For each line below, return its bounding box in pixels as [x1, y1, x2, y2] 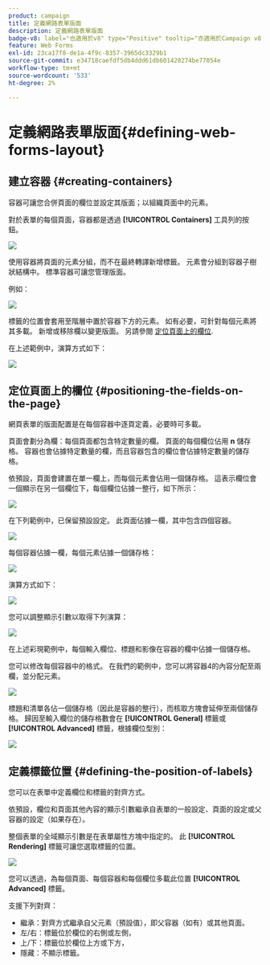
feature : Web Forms [8, 42, 74, 50]
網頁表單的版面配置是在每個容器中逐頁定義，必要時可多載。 [8, 419, 206, 429]
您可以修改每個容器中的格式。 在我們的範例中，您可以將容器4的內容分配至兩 [8, 661, 261, 671]
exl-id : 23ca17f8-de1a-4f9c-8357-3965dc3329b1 [8, 49, 167, 57]
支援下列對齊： [8, 901, 58, 910]
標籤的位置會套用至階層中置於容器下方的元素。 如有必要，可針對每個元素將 [8, 316, 257, 325]
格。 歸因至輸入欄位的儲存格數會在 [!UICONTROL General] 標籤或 [8, 714, 227, 723]
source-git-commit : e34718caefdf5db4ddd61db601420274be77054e [8, 57, 221, 65]
